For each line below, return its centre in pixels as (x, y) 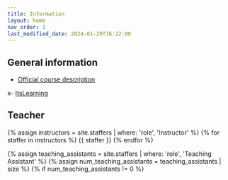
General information (52, 62)
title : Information (36, 14)
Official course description (56, 79)
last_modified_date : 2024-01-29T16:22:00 (69, 34)
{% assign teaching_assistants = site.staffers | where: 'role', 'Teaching (110, 154)
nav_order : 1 (27, 27)
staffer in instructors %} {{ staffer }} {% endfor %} (80, 140)
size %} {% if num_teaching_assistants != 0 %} (76, 169)
